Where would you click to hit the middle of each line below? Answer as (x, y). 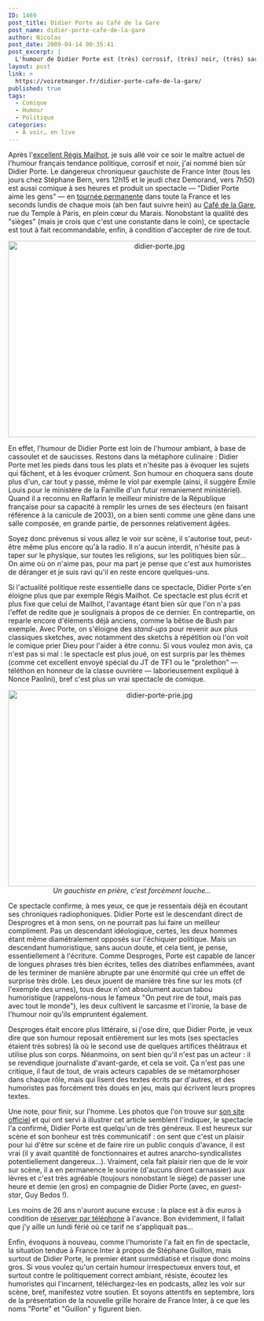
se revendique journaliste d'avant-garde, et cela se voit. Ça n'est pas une (126, 1063)
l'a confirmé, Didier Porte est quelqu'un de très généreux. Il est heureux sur (130, 1128)
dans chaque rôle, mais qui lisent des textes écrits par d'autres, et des (122, 1079)
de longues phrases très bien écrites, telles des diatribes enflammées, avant (132, 964)
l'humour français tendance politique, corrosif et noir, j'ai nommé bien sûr (127, 163)
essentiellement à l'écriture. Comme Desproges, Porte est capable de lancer (132, 956)
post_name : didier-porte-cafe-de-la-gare (77, 30)
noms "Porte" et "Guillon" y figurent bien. (75, 1308)
